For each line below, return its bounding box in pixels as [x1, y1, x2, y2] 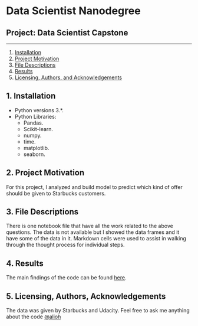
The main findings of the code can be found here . [6, 274, 127, 281]
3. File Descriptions [6, 207, 79, 217]
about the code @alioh [6, 313, 61, 320]
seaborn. [23, 151, 45, 158]
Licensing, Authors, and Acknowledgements [14, 74, 123, 81]
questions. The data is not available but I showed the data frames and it [6, 229, 180, 236]
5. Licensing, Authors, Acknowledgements [6, 291, 166, 301]
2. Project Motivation [6, 168, 85, 178]
